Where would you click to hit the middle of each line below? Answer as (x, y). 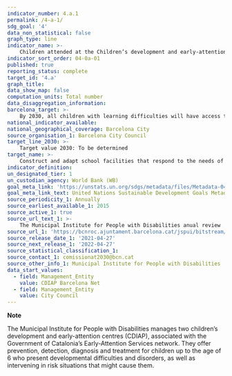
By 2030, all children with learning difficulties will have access (120, 116)
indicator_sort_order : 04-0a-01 (54, 59)
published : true (30, 65)
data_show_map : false (38, 90)
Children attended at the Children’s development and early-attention (123, 52)
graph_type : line (32, 39)
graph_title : (26, 84)
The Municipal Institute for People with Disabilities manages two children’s (113, 329)
